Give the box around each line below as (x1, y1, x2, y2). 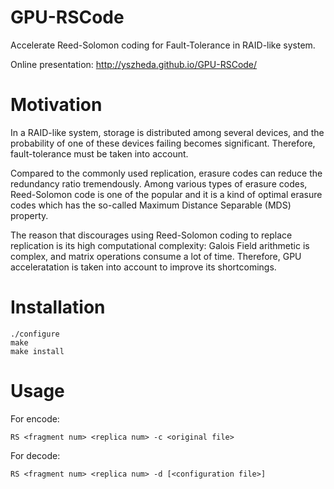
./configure (10, 329, 60, 339)
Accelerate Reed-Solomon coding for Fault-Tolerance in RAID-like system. (10, 39, 316, 51)
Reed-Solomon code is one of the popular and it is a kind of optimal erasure (10, 188, 323, 200)
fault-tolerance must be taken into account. (10, 147, 189, 160)
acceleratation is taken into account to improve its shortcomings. (10, 261, 277, 273)
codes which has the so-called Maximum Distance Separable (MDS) (10, 199, 292, 211)
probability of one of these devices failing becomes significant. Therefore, (10, 137, 316, 149)
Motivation (10, 94, 103, 116)
